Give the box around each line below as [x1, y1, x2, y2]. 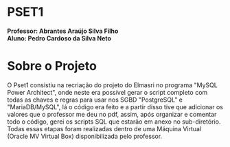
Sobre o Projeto [7, 58, 97, 74]
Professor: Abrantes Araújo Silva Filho [7, 27, 119, 35]
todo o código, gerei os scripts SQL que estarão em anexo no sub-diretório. [7, 117, 221, 126]
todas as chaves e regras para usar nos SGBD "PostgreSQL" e [7, 95, 183, 104]
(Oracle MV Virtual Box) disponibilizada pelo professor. [7, 132, 163, 140]
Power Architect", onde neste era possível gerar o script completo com [7, 88, 208, 96]
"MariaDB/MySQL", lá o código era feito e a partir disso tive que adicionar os [7, 102, 223, 111]
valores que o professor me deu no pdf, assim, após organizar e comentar [7, 110, 217, 118]
